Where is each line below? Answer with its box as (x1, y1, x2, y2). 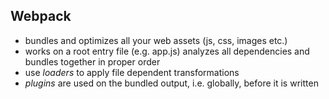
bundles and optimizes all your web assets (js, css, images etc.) (24, 34, 288, 46)
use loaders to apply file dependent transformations (24, 66, 240, 78)
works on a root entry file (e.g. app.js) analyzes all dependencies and (24, 45, 310, 57)
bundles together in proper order (24, 55, 161, 68)
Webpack (10, 8, 72, 25)
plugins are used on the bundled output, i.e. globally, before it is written (24, 77, 319, 89)
